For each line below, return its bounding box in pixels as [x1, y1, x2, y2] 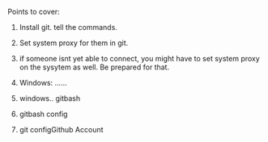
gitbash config [19, 109, 68, 119]
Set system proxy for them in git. [19, 38, 129, 48]
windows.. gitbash [19, 94, 81, 103]
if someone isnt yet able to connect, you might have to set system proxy [19, 54, 260, 63]
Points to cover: [7, 7, 60, 16]
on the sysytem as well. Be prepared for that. [19, 62, 170, 72]
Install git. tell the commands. [19, 23, 118, 31]
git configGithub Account [19, 125, 104, 134]
